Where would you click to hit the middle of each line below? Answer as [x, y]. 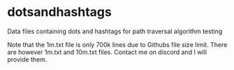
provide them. [27, 59]
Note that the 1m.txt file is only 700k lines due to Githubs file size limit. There [117, 44]
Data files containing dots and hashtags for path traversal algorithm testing [115, 31]
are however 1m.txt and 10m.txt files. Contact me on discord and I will [107, 52]
